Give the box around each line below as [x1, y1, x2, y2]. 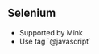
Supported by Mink [19, 27, 84, 37]
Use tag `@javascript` [19, 36, 92, 46]
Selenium [7, 6, 56, 20]
